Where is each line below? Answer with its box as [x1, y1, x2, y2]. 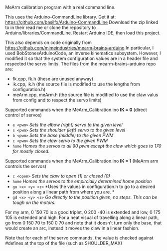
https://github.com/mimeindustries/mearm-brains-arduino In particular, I [5, 45, 154, 50]
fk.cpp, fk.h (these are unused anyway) [12, 76, 94, 81]
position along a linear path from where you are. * [12, 189, 115, 194]
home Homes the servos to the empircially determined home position [12, 178, 152, 184]
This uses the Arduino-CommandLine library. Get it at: [5, 14, 116, 19]
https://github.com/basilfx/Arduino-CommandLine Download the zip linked [5, 19, 159, 25]
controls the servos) [5, 163, 46, 169]
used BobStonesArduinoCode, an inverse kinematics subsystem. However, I [5, 50, 161, 56]
